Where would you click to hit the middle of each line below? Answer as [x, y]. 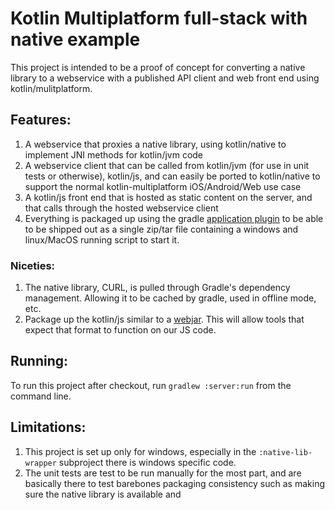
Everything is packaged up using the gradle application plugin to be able [174, 218]
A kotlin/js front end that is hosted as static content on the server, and [168, 197]
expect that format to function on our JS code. [120, 330]
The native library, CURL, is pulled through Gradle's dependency [157, 288]
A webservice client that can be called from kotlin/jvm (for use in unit [167, 165]
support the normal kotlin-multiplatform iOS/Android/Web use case [163, 186]
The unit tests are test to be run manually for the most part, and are [163, 473]
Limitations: [48, 427]
